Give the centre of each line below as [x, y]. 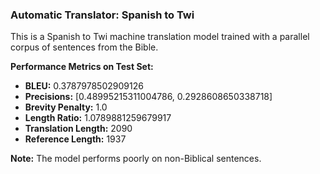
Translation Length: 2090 [78, 129]
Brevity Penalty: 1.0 [66, 107]
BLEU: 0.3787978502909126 [84, 86]
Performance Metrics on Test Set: [82, 67]
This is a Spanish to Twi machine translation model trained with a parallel [160, 37]
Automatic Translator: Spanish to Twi [102, 15]
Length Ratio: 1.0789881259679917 [98, 118]
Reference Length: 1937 [75, 139]
